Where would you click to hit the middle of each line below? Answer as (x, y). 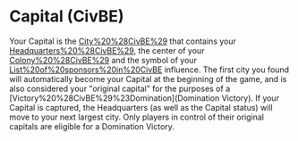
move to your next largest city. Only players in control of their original (136, 117)
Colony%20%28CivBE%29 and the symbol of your (103, 60)
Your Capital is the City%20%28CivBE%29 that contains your (123, 41)
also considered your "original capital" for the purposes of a (120, 88)
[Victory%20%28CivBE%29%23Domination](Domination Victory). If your (145, 98)
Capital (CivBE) (67, 17)
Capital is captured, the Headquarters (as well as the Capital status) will (141, 107)
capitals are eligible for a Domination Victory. (92, 126)
